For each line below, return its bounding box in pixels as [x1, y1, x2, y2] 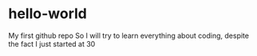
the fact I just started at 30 [8, 39, 96, 48]
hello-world [8, 5, 88, 23]
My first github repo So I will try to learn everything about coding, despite [8, 31, 250, 40]
